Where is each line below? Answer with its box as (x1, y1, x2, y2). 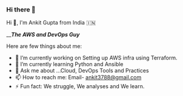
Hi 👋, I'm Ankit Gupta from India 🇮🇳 (6, 19, 96, 26)
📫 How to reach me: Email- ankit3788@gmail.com (15, 74, 142, 81)
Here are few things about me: (6, 43, 82, 50)
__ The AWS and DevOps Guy (6, 31, 80, 38)
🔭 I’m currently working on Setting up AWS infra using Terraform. (15, 54, 178, 62)
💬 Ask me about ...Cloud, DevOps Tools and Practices (15, 67, 150, 74)
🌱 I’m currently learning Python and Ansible (15, 61, 124, 68)
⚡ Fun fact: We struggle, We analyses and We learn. (15, 83, 145, 90)
